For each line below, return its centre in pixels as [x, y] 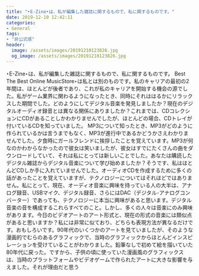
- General [18, 28]
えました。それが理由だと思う [42, 267]
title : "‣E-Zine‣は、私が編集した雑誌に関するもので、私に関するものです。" [91, 12]
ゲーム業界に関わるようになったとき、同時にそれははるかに [99, 96]
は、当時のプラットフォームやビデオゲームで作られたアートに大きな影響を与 [99, 259]
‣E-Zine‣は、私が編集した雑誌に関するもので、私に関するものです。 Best [96, 73]
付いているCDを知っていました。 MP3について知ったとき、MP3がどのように [99, 126]
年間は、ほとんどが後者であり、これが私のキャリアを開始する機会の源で [94, 88]
